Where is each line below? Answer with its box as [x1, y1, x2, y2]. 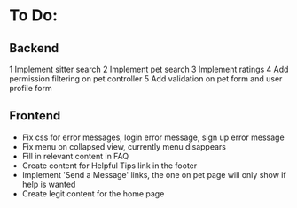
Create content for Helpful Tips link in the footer [21, 160, 198, 171]
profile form [9, 83, 52, 93]
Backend [9, 41, 59, 56]
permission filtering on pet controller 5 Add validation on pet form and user [9, 73, 283, 84]
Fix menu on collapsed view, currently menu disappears [21, 141, 226, 151]
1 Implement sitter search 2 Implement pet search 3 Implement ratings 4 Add [9, 64, 289, 74]
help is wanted [21, 179, 76, 189]
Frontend [9, 108, 61, 124]
